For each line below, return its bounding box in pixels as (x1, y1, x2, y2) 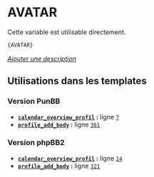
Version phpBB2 (7, 138, 66, 148)
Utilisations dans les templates (7, 75, 148, 87)
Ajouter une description (7, 54, 77, 63)
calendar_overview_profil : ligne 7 (17, 112, 120, 121)
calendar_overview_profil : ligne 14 (17, 154, 123, 162)
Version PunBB (7, 97, 61, 107)
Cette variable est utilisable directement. (7, 28, 126, 36)
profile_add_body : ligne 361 (17, 120, 101, 129)
